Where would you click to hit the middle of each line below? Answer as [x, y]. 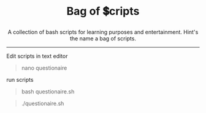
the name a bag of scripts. [103, 38]
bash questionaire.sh [48, 92]
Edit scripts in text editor [37, 56]
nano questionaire [44, 68]
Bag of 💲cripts [103, 11]
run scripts [20, 80]
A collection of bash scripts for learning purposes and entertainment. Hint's [103, 32]
